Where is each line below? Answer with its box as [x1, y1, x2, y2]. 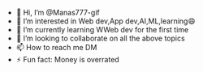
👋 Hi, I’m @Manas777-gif [15, 8, 100, 17]
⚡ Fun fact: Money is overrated [15, 55, 119, 64]
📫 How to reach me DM [15, 43, 97, 52]
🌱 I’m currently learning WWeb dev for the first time [15, 25, 189, 34]
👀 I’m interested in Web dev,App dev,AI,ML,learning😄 [15, 16, 197, 26]
